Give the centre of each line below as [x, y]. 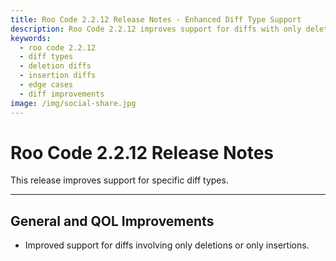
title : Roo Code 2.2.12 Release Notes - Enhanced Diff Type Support [156, 19]
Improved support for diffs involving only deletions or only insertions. [167, 245]
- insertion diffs [58, 76]
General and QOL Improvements [112, 221]
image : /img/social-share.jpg [73, 103]
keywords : [31, 38]
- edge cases [46, 85]
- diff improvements [62, 94]
